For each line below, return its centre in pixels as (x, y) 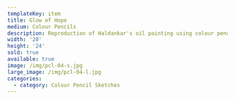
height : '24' (26, 46)
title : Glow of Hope (37, 20)
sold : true (23, 53)
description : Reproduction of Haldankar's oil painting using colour (111, 33)
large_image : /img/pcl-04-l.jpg (54, 72)
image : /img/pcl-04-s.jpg (45, 66)
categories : (24, 78)
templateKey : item (34, 14)
